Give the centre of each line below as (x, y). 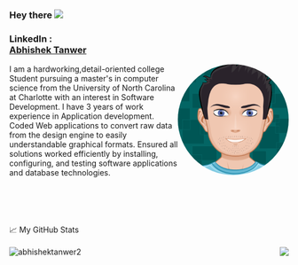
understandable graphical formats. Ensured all (94, 144)
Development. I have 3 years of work (76, 107)
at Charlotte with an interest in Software (82, 97)
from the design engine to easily (68, 135)
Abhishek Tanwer (48, 50)
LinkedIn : (31, 38)
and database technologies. (60, 173)
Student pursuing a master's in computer (84, 79)
